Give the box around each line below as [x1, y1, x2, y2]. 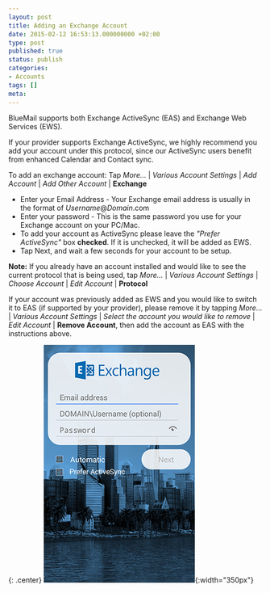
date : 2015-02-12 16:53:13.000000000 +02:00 [8, 30, 160, 38]
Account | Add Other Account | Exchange [8, 179, 147, 188]
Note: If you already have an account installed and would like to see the [8, 261, 247, 271]
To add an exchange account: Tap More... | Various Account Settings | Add [8, 170, 257, 179]
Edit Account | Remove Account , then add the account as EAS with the [8, 320, 245, 330]
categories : [8, 65, 48, 73]
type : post [8, 39, 45, 47]
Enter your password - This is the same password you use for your [19, 211, 242, 221]
